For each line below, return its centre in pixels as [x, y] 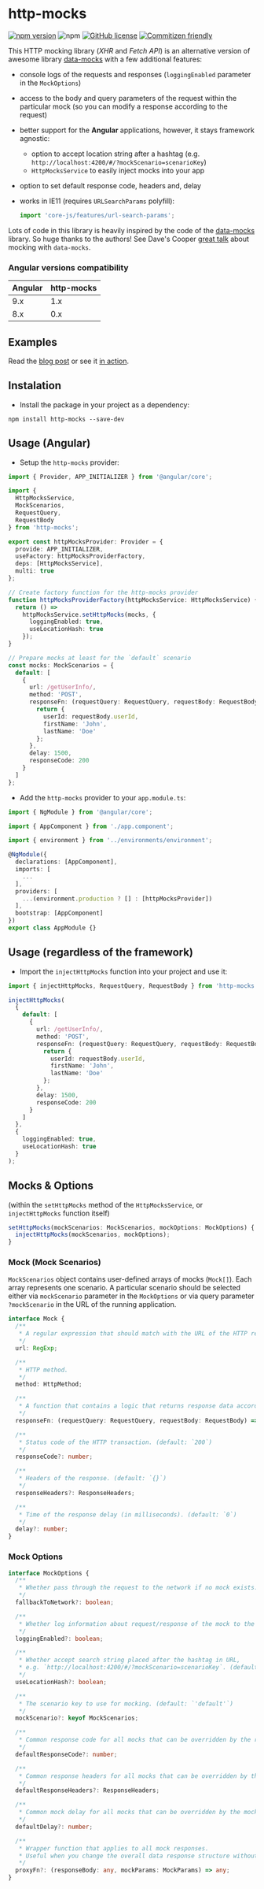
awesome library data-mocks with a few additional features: [105, 59]
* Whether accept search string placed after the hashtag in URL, [130, 1660]
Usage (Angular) [49, 443]
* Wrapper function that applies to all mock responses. [114, 1848]
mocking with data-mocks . [49, 247]
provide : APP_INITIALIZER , [59, 549]
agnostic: [35, 138]
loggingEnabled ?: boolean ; [59, 1638]
